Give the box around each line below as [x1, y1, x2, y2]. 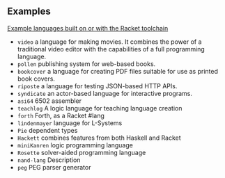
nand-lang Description [17, 156, 81, 164]
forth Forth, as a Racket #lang [17, 111, 104, 120]
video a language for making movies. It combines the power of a [17, 38, 202, 46]
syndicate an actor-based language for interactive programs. [17, 89, 193, 97]
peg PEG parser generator [17, 163, 91, 171]
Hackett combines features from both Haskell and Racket [17, 133, 181, 142]
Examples [7, 6, 51, 17]
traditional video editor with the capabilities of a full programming [17, 44, 205, 53]
